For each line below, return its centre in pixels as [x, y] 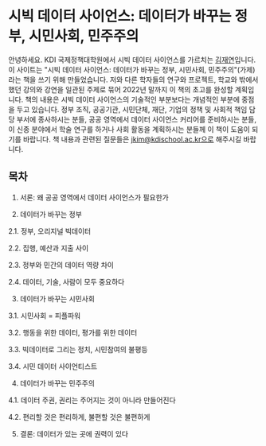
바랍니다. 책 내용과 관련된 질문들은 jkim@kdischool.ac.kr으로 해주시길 [132, 139]
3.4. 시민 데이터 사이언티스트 [53, 366]
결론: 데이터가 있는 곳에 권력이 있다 [74, 433]
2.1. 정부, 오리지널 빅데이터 [50, 231]
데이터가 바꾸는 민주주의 [57, 383]
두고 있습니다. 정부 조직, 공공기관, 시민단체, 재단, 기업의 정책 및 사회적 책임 [132, 109]
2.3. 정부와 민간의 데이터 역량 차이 [61, 265]
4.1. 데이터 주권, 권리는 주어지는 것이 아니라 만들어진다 [92, 400]
